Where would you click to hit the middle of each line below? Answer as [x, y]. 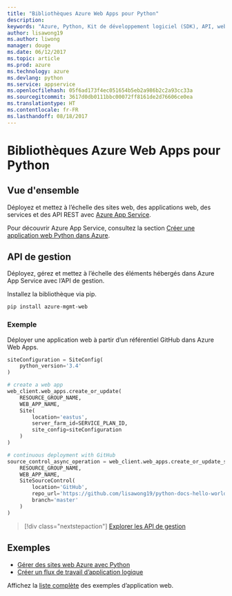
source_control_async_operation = [57, 461]
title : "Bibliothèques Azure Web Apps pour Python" [83, 13]
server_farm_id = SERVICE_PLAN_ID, [80, 423]
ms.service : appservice [41, 84]
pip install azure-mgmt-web [48, 307]
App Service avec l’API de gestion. [56, 281]
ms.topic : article [33, 59]
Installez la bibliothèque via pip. [52, 294]
